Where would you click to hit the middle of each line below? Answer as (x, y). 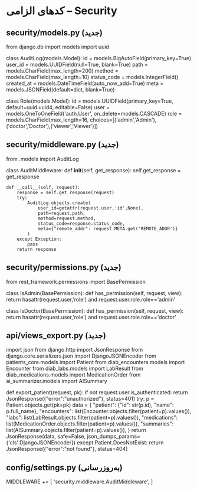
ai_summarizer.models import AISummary (57, 381)
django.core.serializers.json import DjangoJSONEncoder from (81, 356)
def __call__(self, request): (43, 187)
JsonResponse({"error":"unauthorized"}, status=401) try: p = (80, 399)
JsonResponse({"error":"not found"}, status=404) (67, 449)
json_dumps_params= (114, 436)
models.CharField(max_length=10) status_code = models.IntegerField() (92, 77)
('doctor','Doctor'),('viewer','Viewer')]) (52, 126)
